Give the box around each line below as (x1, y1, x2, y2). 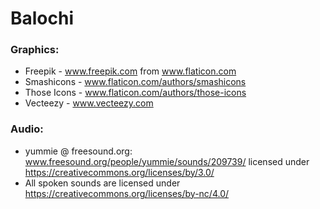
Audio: (10, 122, 44, 136)
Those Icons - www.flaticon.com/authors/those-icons (24, 87, 247, 99)
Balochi (10, 7, 75, 30)
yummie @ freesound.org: (24, 145, 133, 157)
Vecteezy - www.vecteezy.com (24, 97, 154, 109)
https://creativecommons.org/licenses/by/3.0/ (24, 166, 215, 178)
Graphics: (10, 43, 60, 57)
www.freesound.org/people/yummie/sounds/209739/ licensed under (24, 155, 310, 167)
